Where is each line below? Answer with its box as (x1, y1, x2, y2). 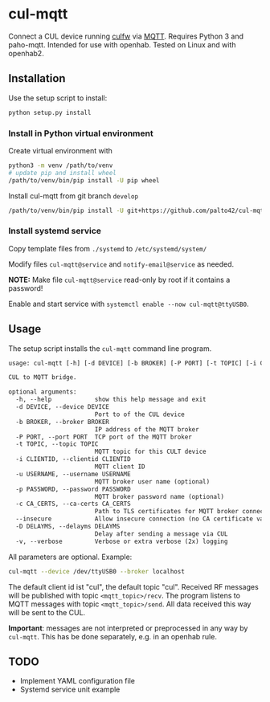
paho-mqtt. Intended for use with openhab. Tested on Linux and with (8, 39, 236, 49)
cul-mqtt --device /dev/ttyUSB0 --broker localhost (8, 567, 185, 575)
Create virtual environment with (8, 145, 112, 155)
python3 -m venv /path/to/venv (8, 161, 113, 169)
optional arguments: (8, 388, 78, 396)
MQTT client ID (94, 463, 146, 471)
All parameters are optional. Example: (8, 552, 133, 561)
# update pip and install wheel (8, 169, 117, 177)
